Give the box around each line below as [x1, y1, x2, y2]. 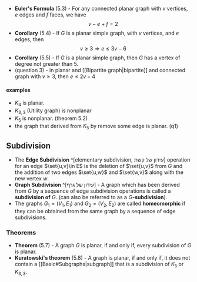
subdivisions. [14, 214, 47, 221]
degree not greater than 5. [14, 61, 79, 67]
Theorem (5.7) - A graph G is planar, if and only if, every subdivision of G [14, 242, 192, 249]
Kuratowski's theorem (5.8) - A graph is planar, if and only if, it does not [14, 254, 191, 261]
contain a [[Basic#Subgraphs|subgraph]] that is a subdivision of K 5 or [14, 261, 184, 269]
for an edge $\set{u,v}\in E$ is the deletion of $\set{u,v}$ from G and [14, 163, 183, 170]
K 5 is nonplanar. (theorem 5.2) [14, 115, 88, 123]
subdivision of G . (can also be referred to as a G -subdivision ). [14, 194, 168, 201]
